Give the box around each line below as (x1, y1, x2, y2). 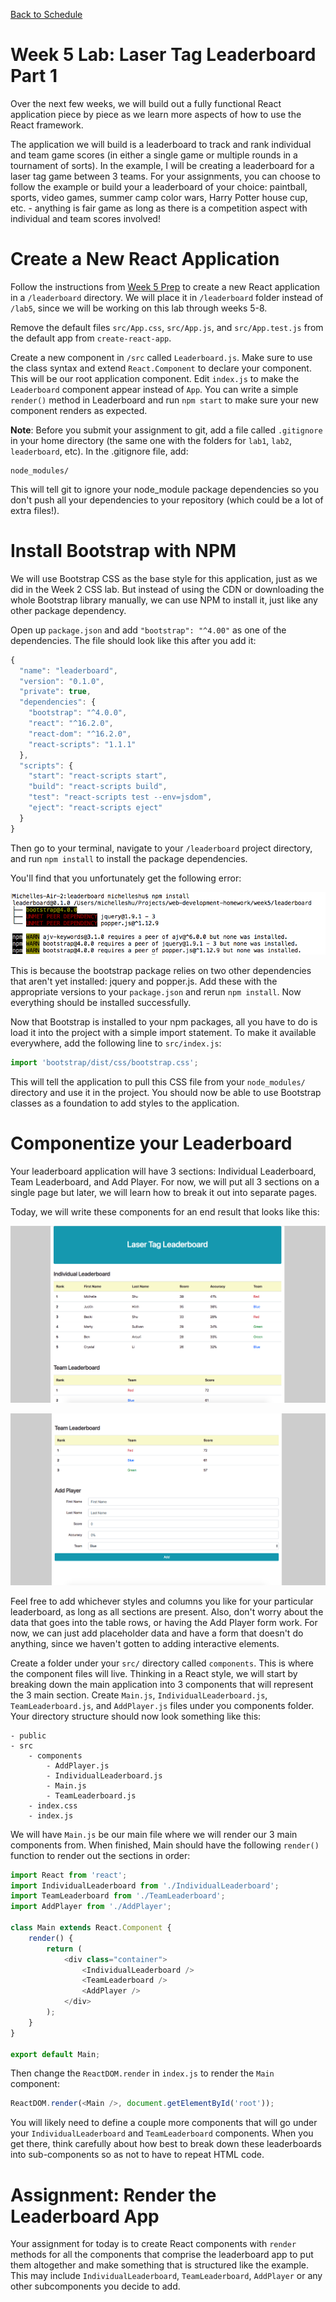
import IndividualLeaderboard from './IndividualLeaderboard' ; (10, 1880, 280, 1891)
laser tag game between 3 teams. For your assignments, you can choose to (10, 170, 321, 182)
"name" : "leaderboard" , (19, 665, 118, 676)
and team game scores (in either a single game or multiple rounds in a (10, 149, 298, 161)
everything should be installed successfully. (10, 997, 192, 1008)
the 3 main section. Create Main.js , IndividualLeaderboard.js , (10, 1689, 268, 1701)
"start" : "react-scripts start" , (28, 771, 168, 781)
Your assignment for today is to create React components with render (10, 2238, 297, 2250)
